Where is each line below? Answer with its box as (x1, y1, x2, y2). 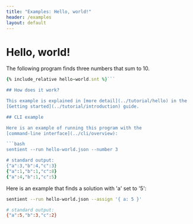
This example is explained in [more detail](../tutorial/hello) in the (6, 98, 187, 104)
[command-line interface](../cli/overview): (6, 130, 118, 137)
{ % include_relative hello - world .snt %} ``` (6, 77, 116, 83)
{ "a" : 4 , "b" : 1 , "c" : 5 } (6, 173, 58, 180)
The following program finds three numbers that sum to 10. (6, 65, 150, 72)
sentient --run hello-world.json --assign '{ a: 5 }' (6, 196, 143, 202)
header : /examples (6, 14, 52, 20)
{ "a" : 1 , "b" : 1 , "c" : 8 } (6, 168, 58, 174)
